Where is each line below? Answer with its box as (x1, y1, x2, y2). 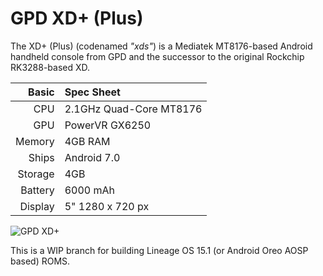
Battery (20, 183, 55, 197)
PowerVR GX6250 (64, 118, 152, 132)
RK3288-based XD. (10, 61, 91, 73)
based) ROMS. (10, 255, 71, 267)
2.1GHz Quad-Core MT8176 (64, 102, 203, 116)
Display (19, 199, 55, 213)
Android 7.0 (64, 150, 121, 164)
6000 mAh (64, 183, 115, 197)
